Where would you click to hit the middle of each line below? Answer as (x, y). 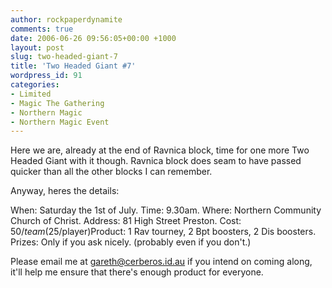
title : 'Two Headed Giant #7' (73, 66)
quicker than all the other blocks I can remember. (111, 172)
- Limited (31, 94)
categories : (35, 85)
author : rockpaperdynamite (66, 19)
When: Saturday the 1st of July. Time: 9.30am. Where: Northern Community (166, 210)
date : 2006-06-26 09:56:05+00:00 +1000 (93, 38)
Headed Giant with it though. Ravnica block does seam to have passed (156, 161)
